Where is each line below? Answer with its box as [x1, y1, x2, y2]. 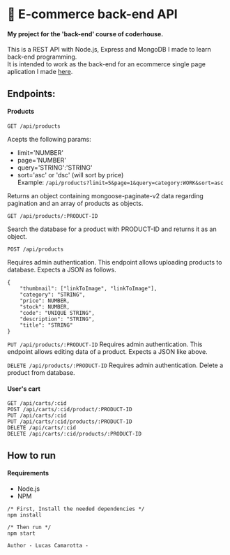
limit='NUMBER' [17, 148, 64, 156]
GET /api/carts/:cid [7, 400, 68, 407]
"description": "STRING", [20, 316, 95, 323]
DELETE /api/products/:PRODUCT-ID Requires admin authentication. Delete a [7, 361, 224, 369]
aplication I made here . [7, 68, 73, 76]
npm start [7, 530, 36, 537]
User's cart [7, 384, 40, 393]
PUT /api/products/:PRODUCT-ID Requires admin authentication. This [7, 340, 203, 348]
